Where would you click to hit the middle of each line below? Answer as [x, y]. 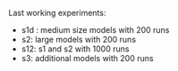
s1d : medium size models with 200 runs [95, 30]
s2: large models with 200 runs [78, 39]
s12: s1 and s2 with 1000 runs [75, 49]
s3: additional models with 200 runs [87, 58]
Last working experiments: [57, 13]
